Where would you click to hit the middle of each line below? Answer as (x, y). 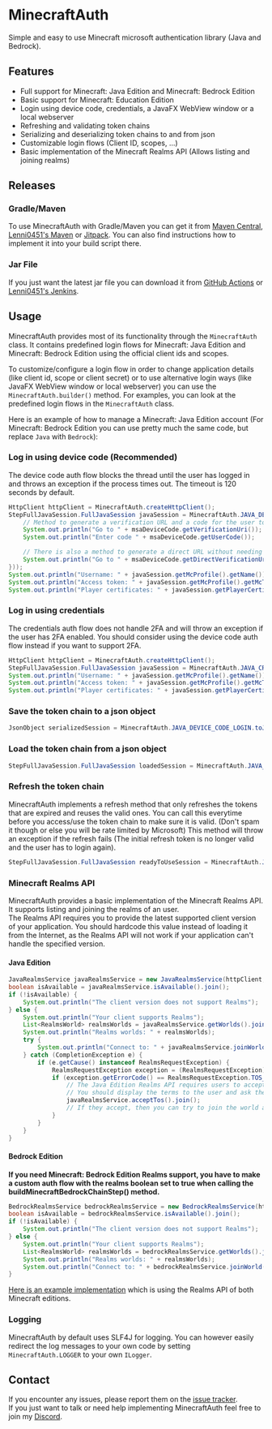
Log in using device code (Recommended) (93, 458)
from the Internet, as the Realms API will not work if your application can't (131, 935)
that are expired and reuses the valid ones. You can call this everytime (125, 812)
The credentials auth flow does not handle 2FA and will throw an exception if (136, 628)
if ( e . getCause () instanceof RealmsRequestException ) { (134, 1062)
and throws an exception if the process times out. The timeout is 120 (123, 484)
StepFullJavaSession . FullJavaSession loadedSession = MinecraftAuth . (128, 766)
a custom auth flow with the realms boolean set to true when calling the (131, 1183)
